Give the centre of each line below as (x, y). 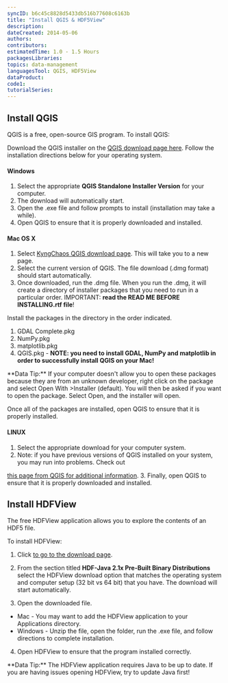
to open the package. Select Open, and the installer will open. (94, 396)
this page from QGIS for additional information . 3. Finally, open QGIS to (107, 475)
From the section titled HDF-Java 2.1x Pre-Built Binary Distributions (114, 568)
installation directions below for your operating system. (85, 155)
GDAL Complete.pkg (46, 331)
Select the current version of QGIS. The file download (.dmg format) (113, 268)
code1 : (16, 84)
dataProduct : (26, 77)
